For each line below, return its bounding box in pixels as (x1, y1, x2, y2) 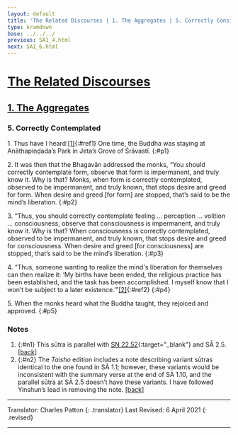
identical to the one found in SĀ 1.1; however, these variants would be (17, 363, 220, 371)
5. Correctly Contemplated (7, 123, 101, 133)
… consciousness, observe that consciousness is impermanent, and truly (7, 219, 221, 227)
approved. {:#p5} (7, 306, 58, 315)
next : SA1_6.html (7, 43, 59, 50)
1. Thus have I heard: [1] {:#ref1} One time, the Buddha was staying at (7, 139, 205, 147)
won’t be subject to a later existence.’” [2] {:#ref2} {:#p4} (7, 285, 171, 294)
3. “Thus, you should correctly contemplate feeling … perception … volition (7, 211, 225, 220)
